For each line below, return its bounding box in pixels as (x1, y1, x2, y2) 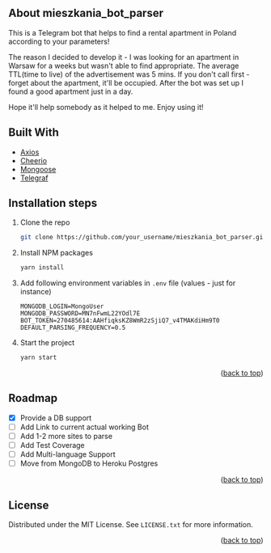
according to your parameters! (8, 36, 110, 46)
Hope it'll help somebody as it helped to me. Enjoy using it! (8, 102, 204, 112)
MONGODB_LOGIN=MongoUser (19, 302, 104, 310)
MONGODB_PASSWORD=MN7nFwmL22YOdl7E (19, 310, 141, 318)
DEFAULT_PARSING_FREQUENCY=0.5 (19, 323, 126, 332)
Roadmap (8, 391, 58, 405)
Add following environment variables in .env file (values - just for (19, 278, 236, 288)
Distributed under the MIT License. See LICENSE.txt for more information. (8, 520, 253, 530)
